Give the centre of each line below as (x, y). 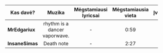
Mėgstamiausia (130, 9)
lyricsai (91, 15)
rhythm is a (56, 24)
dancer (56, 30)
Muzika (56, 13)
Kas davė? (23, 13)
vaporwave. (56, 36)
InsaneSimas (23, 44)
